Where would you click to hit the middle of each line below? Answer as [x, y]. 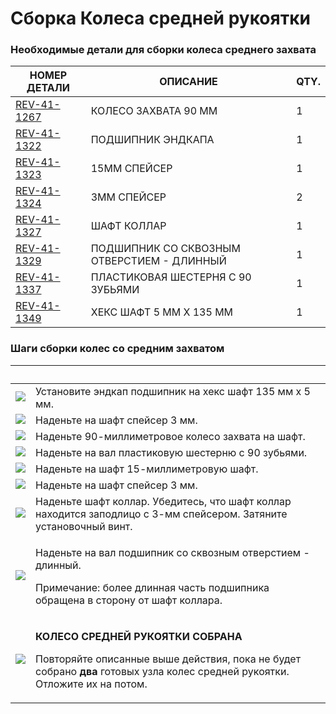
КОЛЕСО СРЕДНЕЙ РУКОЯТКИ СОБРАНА [139, 636]
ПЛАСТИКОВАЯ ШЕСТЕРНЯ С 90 [171, 277]
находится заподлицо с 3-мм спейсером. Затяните [161, 514]
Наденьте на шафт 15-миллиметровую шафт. [147, 469]
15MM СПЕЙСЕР [131, 169]
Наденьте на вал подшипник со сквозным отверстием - [172, 552]
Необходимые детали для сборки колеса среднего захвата [163, 50]
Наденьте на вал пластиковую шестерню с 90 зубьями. [171, 452]
